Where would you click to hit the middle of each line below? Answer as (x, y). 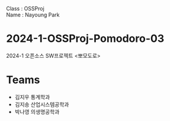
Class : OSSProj (25, 9)
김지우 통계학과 (32, 97)
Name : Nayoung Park (33, 15)
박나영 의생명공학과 (37, 112)
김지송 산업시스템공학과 (42, 104)
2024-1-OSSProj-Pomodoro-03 (85, 39)
